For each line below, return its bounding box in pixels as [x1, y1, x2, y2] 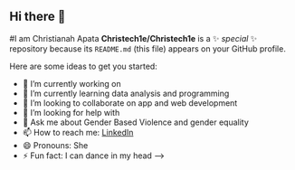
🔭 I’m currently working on [22, 78, 121, 89]
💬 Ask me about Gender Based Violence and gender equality [22, 117, 249, 127]
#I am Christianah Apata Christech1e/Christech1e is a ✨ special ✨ [9, 33, 258, 43]
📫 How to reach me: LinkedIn [22, 127, 134, 137]
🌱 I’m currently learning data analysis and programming [22, 88, 230, 99]
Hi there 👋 [9, 9, 66, 24]
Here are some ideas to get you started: [9, 61, 158, 71]
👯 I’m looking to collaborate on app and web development [22, 97, 238, 109]
